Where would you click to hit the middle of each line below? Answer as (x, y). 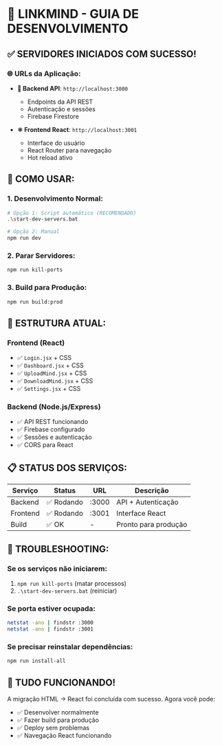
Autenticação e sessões (62, 109)
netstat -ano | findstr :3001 (51, 629)
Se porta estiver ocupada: (52, 609)
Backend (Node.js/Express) (54, 407)
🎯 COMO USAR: (41, 179)
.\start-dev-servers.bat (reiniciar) (67, 591)
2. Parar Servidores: (41, 256)
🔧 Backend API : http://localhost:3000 (73, 88)
